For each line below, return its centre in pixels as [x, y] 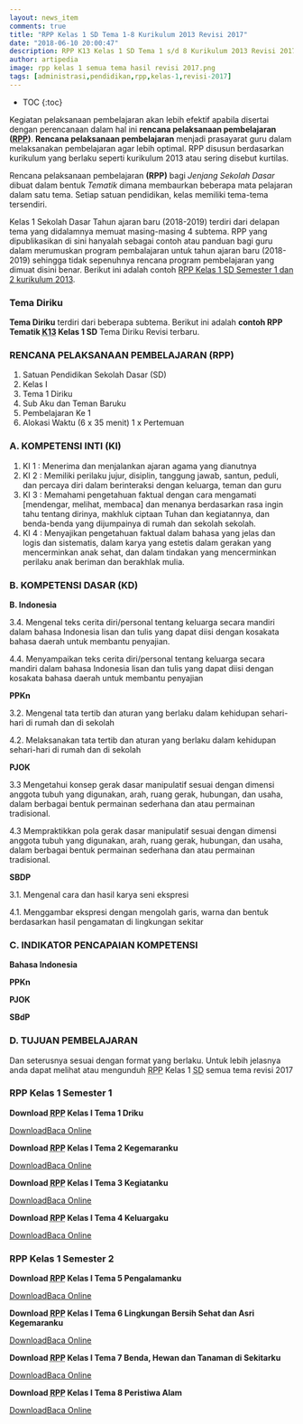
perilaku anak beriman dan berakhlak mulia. [103, 561]
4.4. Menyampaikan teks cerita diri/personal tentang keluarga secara [138, 659]
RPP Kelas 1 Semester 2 [62, 1258]
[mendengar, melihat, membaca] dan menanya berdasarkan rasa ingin [153, 504]
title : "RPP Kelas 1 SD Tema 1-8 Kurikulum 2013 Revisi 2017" [129, 34]
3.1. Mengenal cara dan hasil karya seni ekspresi [99, 894]
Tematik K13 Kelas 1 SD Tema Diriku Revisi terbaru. [105, 332]
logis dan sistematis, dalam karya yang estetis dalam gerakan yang [147, 542]
